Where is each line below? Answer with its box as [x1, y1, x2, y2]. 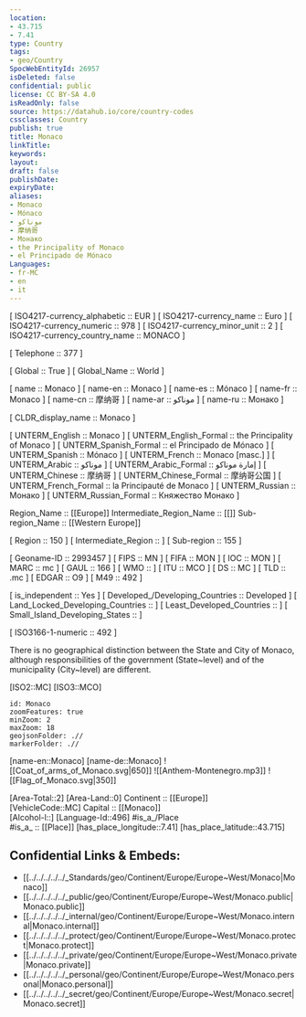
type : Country [9, 38, 64, 48]
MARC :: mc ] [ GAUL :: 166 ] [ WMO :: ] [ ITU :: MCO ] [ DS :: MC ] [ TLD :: [9, 562, 286, 573]
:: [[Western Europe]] [61, 517, 142, 528]
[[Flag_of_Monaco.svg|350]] [9, 774, 117, 786]
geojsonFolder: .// [9, 731, 84, 740]
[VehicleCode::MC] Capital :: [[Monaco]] [9, 801, 162, 813]
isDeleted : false [9, 73, 76, 82]
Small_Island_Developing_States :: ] [9, 609, 143, 620]
